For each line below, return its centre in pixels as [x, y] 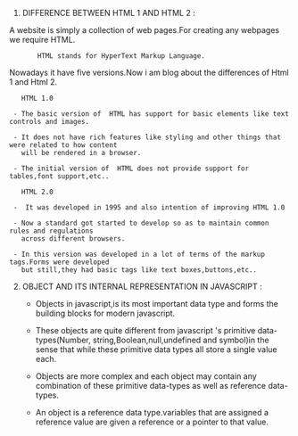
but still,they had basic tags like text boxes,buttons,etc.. [139, 270]
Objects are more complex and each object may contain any [146, 376]
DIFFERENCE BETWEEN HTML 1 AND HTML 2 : [109, 13]
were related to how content [63, 145]
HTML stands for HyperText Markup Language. [121, 56]
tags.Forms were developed [59, 262]
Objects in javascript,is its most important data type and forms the [157, 304]
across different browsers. [73, 239]
